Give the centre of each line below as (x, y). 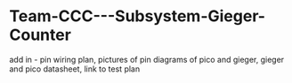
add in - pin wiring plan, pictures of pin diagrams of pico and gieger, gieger (147, 59)
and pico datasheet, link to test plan (75, 69)
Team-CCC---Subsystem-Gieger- (137, 16)
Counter (40, 35)
